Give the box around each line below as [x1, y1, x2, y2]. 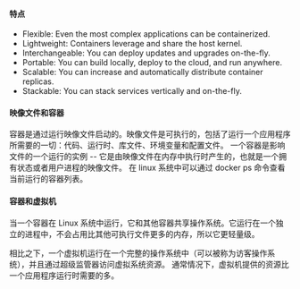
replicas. [21, 76, 54, 87]
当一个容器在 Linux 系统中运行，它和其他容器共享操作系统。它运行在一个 [9, 217, 277, 228]
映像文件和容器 [9, 107, 64, 118]
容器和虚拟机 [9, 196, 56, 206]
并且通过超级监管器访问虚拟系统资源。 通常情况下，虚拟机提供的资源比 [28, 259, 289, 269]
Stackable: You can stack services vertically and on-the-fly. [21, 86, 243, 97]
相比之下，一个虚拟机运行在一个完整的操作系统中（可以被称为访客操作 [9, 247, 268, 259]
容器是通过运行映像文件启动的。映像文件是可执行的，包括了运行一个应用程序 [9, 129, 291, 140]
